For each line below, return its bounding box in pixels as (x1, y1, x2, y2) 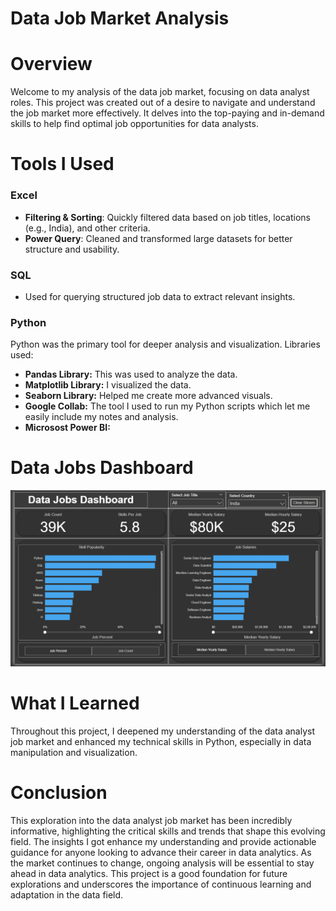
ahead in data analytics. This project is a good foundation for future (10, 867, 288, 879)
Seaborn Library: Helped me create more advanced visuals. (24, 390, 273, 402)
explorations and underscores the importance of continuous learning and (10, 878, 312, 890)
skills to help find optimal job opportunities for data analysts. (10, 118, 259, 130)
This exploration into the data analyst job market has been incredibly (10, 814, 293, 826)
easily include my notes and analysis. (24, 411, 179, 423)
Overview (10, 53, 93, 76)
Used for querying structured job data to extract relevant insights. (24, 290, 296, 302)
